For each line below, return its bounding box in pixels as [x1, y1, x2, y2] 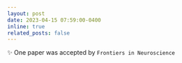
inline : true [7, 23, 45, 30]
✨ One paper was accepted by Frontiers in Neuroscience [7, 48, 176, 57]
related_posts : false [7, 29, 70, 37]
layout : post [7, 10, 45, 17]
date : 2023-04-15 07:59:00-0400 [7, 17, 101, 24]
